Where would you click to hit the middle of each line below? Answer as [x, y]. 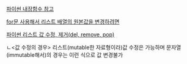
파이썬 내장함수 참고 [30, 9]
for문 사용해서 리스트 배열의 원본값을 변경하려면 [63, 22]
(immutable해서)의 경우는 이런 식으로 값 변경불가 [65, 55]
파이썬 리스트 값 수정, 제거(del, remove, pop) [61, 34]
